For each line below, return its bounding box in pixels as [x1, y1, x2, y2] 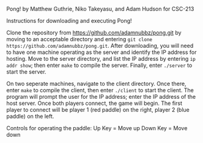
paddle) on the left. [6, 113, 54, 120]
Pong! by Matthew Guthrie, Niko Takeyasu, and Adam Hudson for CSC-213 [6, 6, 194, 12]
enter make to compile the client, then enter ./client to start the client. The [6, 87, 194, 94]
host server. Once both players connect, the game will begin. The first [6, 99, 182, 107]
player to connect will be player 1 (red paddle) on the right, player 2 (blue [6, 106, 190, 113]
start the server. [6, 68, 47, 75]
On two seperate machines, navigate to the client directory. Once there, [6, 80, 186, 87]
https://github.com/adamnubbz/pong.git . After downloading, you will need [6, 42, 194, 49]
